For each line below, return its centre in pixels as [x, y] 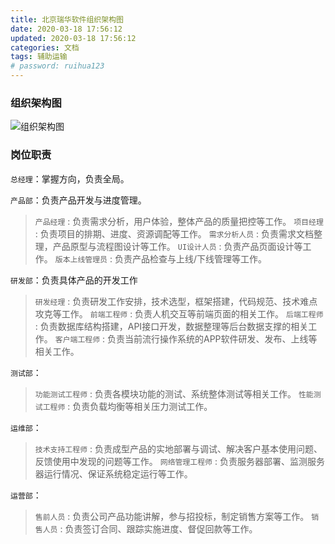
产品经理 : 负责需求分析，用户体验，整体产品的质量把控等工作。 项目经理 [179, 221]
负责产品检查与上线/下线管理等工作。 [190, 258]
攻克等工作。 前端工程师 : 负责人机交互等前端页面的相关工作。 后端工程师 [179, 313]
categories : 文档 [45, 47]
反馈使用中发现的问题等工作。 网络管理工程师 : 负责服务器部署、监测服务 [179, 461]
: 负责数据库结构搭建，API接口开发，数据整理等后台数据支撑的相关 [171, 326]
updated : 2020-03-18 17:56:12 [73, 38]
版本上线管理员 [81, 259]
